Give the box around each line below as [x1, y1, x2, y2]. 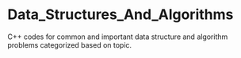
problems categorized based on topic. [7, 40, 132, 49]
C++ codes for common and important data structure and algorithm [7, 32, 228, 41]
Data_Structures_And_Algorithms [7, 6, 234, 24]
